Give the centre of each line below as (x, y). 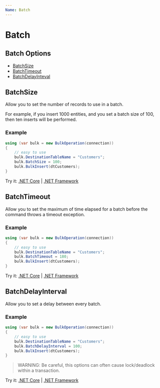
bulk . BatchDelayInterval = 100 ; (48, 346)
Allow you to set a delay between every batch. (53, 304)
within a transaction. (39, 371)
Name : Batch (18, 10)
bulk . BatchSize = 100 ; (38, 162)
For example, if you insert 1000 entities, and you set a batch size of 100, (80, 114)
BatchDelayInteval (31, 76)
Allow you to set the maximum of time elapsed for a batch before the (76, 209)
